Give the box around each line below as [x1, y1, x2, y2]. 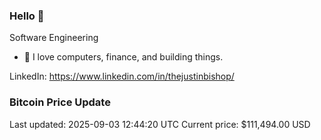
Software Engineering [9, 32, 99, 44]
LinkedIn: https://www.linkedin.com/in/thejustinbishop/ [9, 70, 235, 83]
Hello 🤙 [9, 9, 45, 23]
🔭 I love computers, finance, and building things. [23, 51, 224, 63]
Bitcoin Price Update [9, 95, 111, 109]
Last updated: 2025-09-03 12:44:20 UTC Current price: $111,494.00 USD [9, 118, 311, 130]
